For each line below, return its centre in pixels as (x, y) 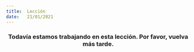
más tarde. (98, 44)
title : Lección (26, 11)
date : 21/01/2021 (30, 17)
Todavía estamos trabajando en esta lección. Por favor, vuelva (98, 37)
